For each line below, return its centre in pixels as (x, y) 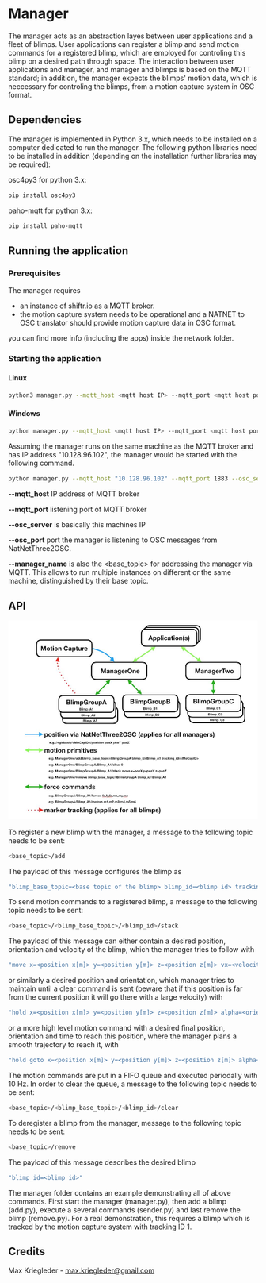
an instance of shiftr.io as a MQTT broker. (87, 306)
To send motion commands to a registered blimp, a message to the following (133, 902)
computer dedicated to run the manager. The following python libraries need (133, 147)
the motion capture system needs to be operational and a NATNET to (132, 314)
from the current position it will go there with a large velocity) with (116, 997)
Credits (27, 1251)
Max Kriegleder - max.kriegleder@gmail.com (82, 1270)
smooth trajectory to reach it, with (63, 1044)
